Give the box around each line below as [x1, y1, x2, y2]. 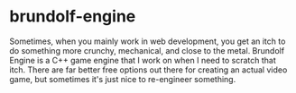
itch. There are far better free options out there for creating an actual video [9, 64, 288, 75]
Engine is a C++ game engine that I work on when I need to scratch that [9, 55, 277, 65]
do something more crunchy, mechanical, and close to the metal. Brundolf [9, 45, 285, 55]
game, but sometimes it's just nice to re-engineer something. [9, 73, 236, 84]
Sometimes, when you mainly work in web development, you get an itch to [9, 36, 286, 46]
